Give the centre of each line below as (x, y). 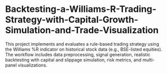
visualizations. (33, 65)
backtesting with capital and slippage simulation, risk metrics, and (73, 60)
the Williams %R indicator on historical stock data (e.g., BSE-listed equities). (84, 49)
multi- (148, 60)
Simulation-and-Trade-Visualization (82, 30)
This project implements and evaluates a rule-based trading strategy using (82, 44)
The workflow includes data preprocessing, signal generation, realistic (78, 54)
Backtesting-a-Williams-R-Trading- (81, 9)
